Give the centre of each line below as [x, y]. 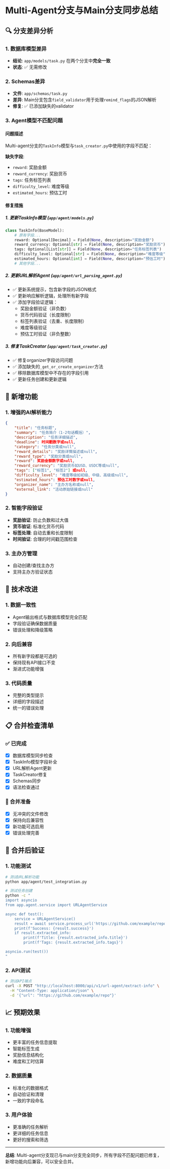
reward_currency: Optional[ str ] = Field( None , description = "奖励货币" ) [90, 245]
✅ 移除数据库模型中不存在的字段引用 [51, 373]
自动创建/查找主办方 [33, 565]
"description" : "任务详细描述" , [46, 438]
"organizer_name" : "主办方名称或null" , [54, 485]
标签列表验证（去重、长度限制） [53, 321]
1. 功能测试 [18, 866]
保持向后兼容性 [28, 820]
